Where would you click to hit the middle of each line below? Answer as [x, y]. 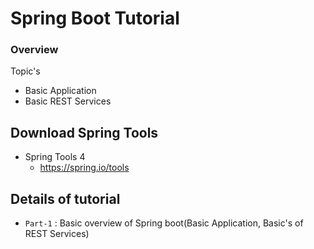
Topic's [25, 71]
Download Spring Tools [84, 132]
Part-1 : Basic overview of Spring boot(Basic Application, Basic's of [164, 223]
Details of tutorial [65, 198]
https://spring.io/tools [84, 168]
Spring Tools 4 [55, 157]
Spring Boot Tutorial [95, 18]
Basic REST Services [68, 101]
